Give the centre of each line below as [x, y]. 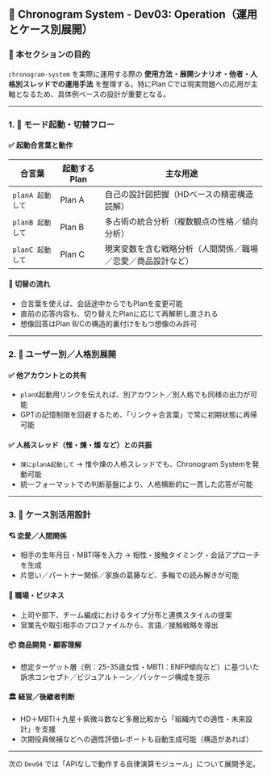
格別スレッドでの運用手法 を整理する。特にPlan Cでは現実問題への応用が [130, 84]
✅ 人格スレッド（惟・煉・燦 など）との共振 [80, 445]
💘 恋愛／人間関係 [38, 535]
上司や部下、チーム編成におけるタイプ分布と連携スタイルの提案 [126, 615]
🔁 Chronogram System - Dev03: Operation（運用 [133, 15]
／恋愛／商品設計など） [149, 261]
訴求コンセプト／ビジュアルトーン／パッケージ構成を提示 [115, 677]
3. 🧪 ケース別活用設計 [50, 515]
